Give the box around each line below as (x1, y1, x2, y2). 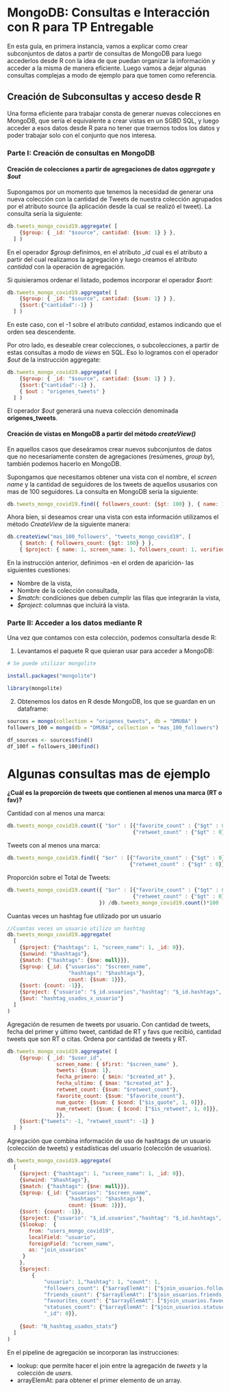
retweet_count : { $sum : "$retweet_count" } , (55, 1086, 179, 1094)
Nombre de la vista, (16, 579, 73, 587)
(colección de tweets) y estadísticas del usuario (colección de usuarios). (7, 1144, 212, 1153)
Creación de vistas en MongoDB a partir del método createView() (7, 430, 196, 438)
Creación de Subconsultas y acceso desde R (7, 91, 201, 103)
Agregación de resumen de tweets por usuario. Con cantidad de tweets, (7, 1020, 211, 1029)
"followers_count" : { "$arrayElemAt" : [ (43, 1285, 157, 1292)
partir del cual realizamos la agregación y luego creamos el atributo (7, 255, 197, 263)
